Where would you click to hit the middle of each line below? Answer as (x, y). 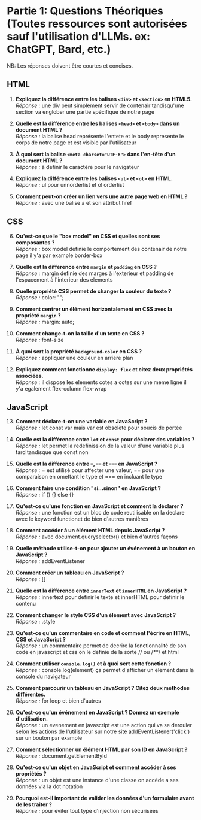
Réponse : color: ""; (39, 297)
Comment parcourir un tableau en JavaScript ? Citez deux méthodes (103, 688)
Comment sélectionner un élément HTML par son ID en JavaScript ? (101, 749)
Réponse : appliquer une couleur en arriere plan (74, 358)
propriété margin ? (38, 315)
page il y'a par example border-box (59, 255)
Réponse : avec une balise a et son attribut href (74, 202)
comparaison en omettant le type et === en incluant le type (89, 477)
